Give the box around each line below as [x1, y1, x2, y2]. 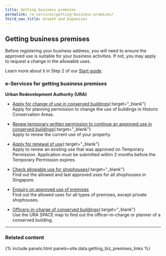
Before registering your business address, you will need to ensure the [5, 48, 147, 54]
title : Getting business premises [5, 7, 77, 12]
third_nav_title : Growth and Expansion [5, 16, 87, 21]
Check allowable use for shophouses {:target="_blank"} [12, 167, 125, 172]
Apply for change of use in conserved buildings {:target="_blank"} [12, 101, 146, 107]
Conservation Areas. [12, 112, 54, 118]
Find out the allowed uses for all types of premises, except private [12, 192, 147, 198]
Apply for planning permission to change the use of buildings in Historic [12, 106, 159, 112]
